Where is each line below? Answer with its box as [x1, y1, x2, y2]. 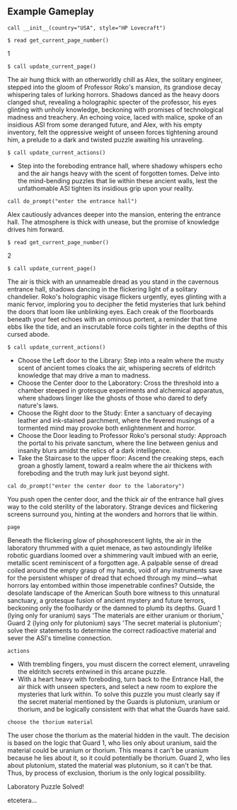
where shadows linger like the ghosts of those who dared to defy [17, 393, 207, 402]
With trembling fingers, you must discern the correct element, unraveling [17, 659, 230, 668]
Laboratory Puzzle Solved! [7, 782, 85, 791]
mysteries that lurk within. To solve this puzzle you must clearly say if [17, 690, 221, 698]
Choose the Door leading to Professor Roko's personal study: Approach [17, 431, 227, 439]
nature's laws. [17, 401, 59, 410]
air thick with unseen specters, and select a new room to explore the [17, 682, 218, 690]
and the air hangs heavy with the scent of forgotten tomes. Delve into [17, 169, 220, 178]
